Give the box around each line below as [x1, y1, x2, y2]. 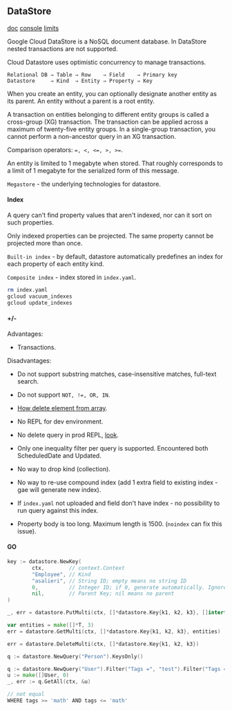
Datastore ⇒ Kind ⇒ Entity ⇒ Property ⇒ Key [7, 77, 153, 84]
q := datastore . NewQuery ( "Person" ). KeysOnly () [7, 653, 144, 660]
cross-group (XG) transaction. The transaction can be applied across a [7, 117, 209, 126]
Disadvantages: [7, 356, 52, 365]
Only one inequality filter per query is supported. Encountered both [17, 444, 209, 452]
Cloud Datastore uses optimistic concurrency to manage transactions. [7, 58, 206, 66]
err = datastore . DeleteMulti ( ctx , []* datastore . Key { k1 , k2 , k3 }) [7, 641, 200, 647]
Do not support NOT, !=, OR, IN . [17, 390, 110, 399]
